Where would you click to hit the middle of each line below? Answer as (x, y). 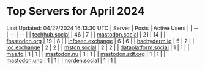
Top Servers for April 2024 (76, 11)
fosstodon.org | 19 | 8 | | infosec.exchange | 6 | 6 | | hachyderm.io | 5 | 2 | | (100, 41)
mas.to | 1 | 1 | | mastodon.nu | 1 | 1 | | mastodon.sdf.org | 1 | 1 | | (86, 54)
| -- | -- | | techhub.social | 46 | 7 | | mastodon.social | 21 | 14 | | (86, 34)
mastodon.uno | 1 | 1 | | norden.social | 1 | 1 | (61, 60)
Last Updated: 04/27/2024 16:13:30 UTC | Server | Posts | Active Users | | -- (102, 28)
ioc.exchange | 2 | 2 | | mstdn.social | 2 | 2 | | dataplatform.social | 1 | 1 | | (98, 47)
